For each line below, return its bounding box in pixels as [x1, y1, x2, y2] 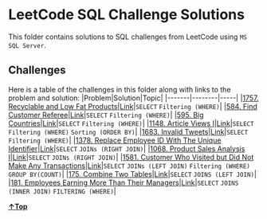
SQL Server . [8, 40, 46, 49]
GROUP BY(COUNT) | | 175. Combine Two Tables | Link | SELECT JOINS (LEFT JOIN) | [8, 169, 257, 178]
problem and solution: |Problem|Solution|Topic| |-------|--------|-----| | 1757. [8, 93, 259, 103]
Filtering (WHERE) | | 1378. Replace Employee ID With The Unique [8, 135, 222, 145]
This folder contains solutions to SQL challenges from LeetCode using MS [8, 32, 247, 41]
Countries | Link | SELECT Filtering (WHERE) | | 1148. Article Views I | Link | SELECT [8, 118, 254, 128]
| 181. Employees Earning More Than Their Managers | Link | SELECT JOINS [8, 178, 239, 187]
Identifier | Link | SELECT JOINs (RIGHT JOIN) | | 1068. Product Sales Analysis [8, 143, 245, 153]
